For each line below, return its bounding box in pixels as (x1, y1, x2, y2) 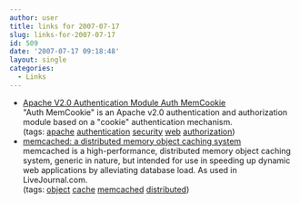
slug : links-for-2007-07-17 (9, 30, 116, 39)
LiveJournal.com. (22, 174, 88, 185)
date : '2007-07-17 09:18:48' (9, 47, 120, 56)
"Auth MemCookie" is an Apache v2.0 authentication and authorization (22, 106, 288, 118)
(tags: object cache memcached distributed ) (22, 183, 190, 195)
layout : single (9, 55, 67, 64)
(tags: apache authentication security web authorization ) (22, 126, 235, 137)
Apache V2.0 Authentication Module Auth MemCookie (22, 97, 226, 108)
